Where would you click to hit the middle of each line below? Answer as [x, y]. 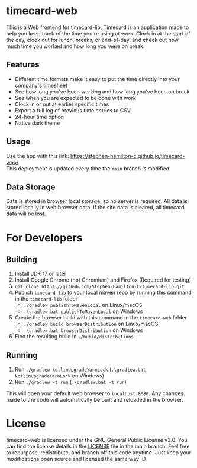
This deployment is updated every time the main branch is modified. [88, 168]
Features [23, 65]
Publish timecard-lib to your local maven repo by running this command [103, 293]
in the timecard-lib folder [46, 299]
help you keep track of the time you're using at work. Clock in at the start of [98, 33]
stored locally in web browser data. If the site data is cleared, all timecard [95, 208]
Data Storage [31, 187]
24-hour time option [39, 117]
